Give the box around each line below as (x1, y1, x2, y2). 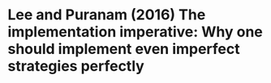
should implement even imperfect (7, 40, 240, 58)
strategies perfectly (7, 57, 145, 76)
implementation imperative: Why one (7, 23, 263, 41)
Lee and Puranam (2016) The (7, 6, 206, 24)
